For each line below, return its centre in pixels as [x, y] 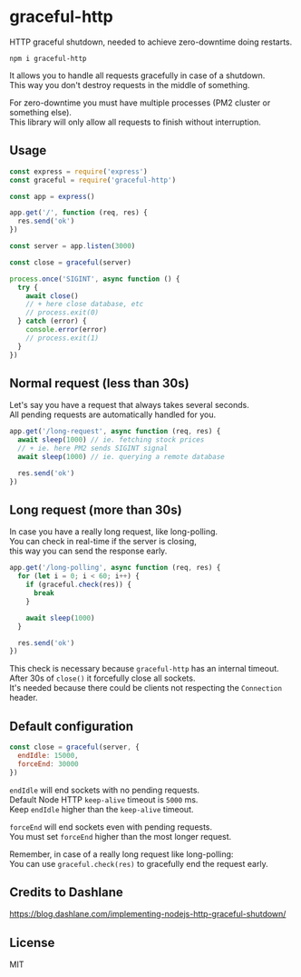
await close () [52, 296]
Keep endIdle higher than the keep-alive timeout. [102, 809]
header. [24, 698]
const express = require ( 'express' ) [78, 171]
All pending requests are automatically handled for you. [112, 414]
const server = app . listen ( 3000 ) [73, 246]
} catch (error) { [53, 321]
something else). [41, 112]
